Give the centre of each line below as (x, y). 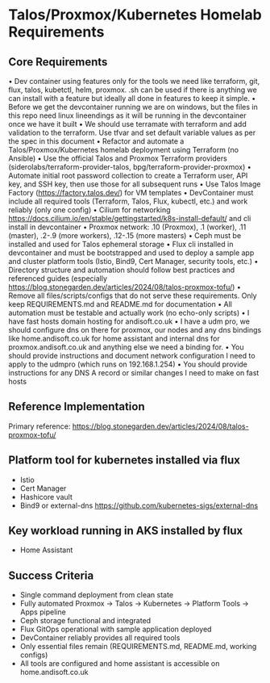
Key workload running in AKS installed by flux (126, 531)
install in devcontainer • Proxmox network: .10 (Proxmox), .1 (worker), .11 (127, 227)
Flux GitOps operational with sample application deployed (116, 629)
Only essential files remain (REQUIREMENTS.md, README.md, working (138, 647)
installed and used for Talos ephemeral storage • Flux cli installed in (121, 244)
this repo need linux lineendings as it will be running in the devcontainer (127, 115)
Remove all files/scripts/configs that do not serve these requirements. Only (133, 295)
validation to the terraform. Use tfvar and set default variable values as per (132, 132)
